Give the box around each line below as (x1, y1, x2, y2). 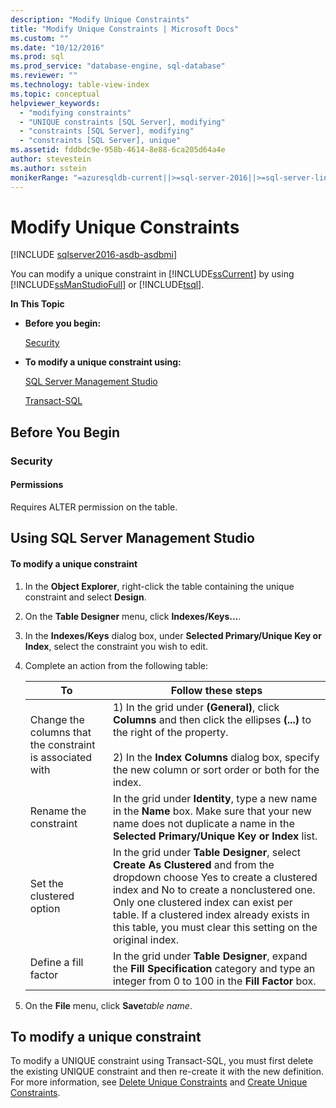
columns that (29, 725, 92, 739)
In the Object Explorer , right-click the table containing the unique (24, 580, 295, 592)
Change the (29, 712, 85, 726)
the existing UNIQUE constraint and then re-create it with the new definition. (10, 1066, 325, 1078)
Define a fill (29, 955, 84, 969)
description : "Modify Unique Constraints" (10, 14, 190, 25)
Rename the (29, 804, 87, 818)
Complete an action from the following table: (24, 659, 209, 671)
